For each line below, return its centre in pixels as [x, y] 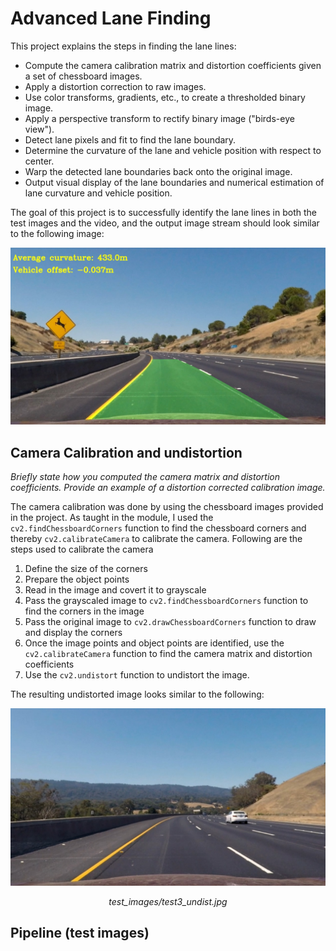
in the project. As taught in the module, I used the [112, 518]
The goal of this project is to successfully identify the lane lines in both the [163, 212]
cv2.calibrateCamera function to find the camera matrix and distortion [168, 654]
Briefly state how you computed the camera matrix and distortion [145, 477]
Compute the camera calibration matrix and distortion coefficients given [173, 65]
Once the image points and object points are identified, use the [154, 643]
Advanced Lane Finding [111, 18]
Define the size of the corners [86, 569]
